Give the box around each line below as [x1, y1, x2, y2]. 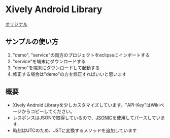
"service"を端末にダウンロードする [12, 58, 86, 64]
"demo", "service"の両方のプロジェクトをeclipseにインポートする [12, 52, 150, 58]
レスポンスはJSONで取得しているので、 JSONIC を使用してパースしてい [12, 115, 161, 121]
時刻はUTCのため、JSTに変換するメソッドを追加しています [12, 127, 137, 133]
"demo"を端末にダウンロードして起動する [12, 65, 100, 71]
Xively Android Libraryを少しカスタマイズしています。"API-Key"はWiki [12, 102, 160, 108]
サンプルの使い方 [5, 37, 59, 46]
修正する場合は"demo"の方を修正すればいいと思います [12, 71, 127, 77]
